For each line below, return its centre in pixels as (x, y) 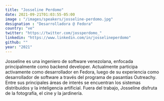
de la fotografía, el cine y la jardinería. (44, 93)
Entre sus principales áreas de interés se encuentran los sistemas (73, 82)
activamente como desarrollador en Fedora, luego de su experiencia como (82, 72)
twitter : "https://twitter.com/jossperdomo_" (53, 33)
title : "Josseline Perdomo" (35, 10)
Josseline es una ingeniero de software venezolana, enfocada (69, 61)
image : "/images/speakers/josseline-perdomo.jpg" (59, 19)
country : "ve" (20, 28)
